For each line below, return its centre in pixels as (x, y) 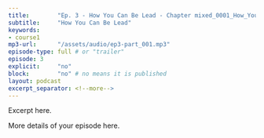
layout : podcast (35, 81)
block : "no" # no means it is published (88, 74)
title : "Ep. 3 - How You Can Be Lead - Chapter (100, 15)
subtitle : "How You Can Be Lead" (70, 23)
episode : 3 (26, 60)
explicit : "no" (40, 67)
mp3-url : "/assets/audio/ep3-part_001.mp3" (89, 45)
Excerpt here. (30, 111)
